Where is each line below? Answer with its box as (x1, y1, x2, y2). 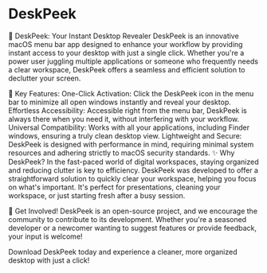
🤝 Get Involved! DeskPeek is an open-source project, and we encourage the (8, 206, 257, 216)
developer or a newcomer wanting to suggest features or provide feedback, (8, 223, 257, 232)
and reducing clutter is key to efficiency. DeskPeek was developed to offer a (8, 165, 259, 175)
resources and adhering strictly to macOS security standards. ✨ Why (8, 148, 235, 158)
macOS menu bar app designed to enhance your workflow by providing (8, 39, 243, 49)
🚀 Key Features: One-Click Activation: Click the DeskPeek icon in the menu (8, 88, 254, 98)
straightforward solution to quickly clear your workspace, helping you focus (8, 174, 257, 183)
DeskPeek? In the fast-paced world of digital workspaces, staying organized (8, 157, 259, 166)
